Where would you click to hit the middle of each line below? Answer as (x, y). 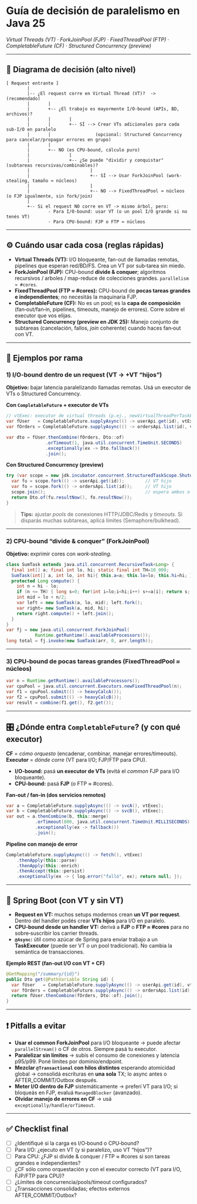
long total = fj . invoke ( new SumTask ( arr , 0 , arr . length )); (80, 641)
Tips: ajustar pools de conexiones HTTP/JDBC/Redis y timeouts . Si (101, 514)
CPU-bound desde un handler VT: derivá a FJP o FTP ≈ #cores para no (102, 927)
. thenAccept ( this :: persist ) (51, 871)
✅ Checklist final (37, 1129)
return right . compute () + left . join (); (65, 613)
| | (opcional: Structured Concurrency (105, 134)
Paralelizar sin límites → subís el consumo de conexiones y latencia (97, 1055)
